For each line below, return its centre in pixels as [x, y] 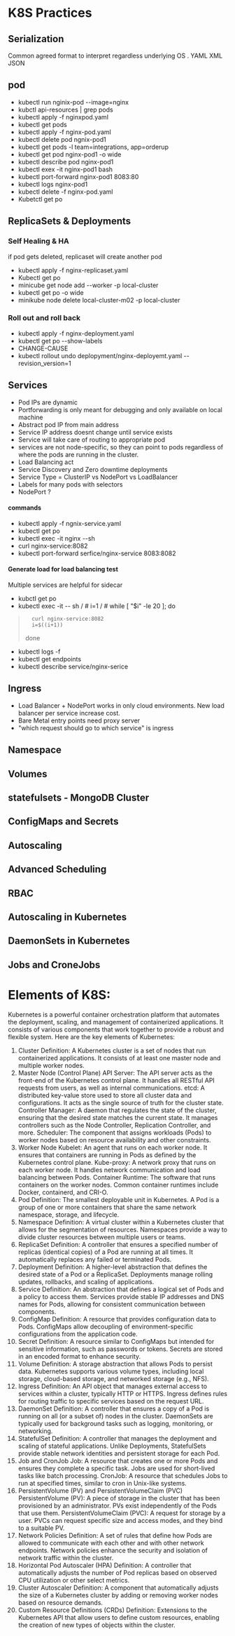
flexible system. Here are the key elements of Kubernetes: [92, 1036]
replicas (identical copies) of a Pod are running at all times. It [106, 1252]
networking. [35, 1431]
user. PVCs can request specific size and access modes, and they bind [120, 1520]
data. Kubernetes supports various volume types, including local [111, 1371]
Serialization [36, 39]
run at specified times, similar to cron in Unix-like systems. [102, 1483]
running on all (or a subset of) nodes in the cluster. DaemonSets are [115, 1416]
